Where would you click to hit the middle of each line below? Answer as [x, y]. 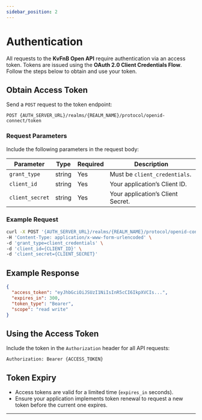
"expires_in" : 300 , [36, 298]
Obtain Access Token [47, 90]
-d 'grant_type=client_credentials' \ [55, 243]
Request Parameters [37, 136]
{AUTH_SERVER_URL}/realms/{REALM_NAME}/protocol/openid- [92, 116]
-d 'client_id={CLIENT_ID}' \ [44, 249]
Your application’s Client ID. [148, 184]
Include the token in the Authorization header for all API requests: [88, 348]
